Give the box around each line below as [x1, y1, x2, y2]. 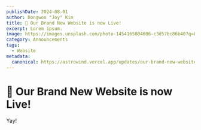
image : [6, 31, 23, 37]
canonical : [11, 59, 39, 65]
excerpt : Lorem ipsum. [6, 25, 63, 32]
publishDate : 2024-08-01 [6, 8, 68, 15]
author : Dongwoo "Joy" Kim [6, 14, 74, 20]
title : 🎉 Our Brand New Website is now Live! [6, 20, 121, 26]
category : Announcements [6, 37, 68, 43]
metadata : [6, 53, 31, 59]
